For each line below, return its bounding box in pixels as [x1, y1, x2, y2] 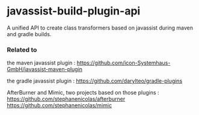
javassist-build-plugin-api [7, 4, 141, 18]
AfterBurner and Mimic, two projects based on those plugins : [7, 89, 159, 96]
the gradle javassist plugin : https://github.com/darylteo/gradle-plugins [7, 77, 183, 85]
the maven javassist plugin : [7, 59, 76, 67]
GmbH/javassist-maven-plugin [7, 66, 83, 73]
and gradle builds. [7, 30, 52, 37]
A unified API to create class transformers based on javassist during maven [7, 24, 194, 31]
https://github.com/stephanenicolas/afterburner [7, 95, 126, 103]
